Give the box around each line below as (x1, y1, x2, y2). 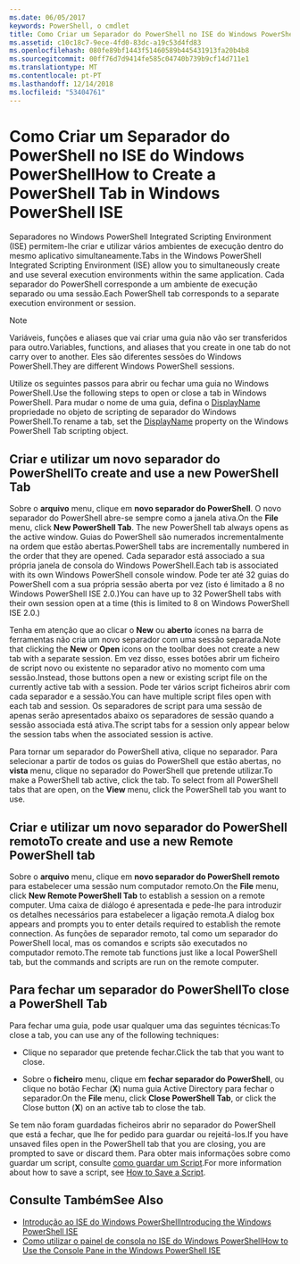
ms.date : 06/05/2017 (9, 12, 87, 22)
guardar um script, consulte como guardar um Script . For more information (9, 1157, 282, 1168)
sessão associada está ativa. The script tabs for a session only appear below (9, 719, 290, 730)
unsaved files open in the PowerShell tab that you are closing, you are (9, 1138, 266, 1149)
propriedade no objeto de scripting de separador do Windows (9, 407, 237, 418)
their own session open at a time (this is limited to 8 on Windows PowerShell (9, 598, 290, 609)
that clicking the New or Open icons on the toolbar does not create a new (9, 644, 279, 654)
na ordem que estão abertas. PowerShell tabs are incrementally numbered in (9, 541, 289, 552)
